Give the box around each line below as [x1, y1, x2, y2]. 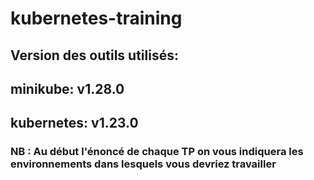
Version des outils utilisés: [10, 47, 179, 64]
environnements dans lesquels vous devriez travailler [10, 157, 277, 171]
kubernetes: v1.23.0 [10, 115, 139, 132]
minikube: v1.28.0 [10, 80, 125, 97]
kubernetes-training [10, 7, 183, 30]
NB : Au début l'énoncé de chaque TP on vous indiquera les [10, 145, 304, 159]
